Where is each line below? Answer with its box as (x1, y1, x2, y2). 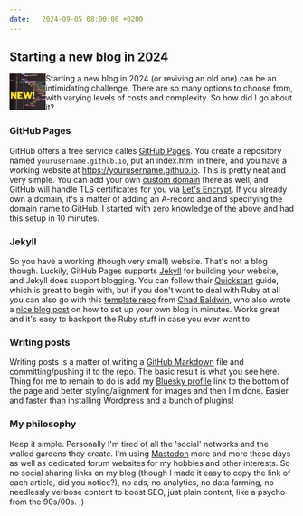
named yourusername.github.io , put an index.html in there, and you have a (9, 155, 288, 166)
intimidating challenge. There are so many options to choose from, (45, 82, 294, 94)
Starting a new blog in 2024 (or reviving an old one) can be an (45, 73, 278, 84)
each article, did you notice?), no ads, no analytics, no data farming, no (9, 476, 274, 488)
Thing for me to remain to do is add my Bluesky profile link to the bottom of (9, 376, 289, 387)
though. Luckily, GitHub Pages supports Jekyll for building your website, (9, 265, 279, 276)
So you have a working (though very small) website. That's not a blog (9, 256, 269, 267)
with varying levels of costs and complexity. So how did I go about (45, 92, 292, 103)
